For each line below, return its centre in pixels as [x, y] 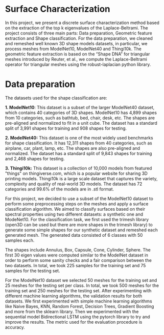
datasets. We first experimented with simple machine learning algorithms [79, 301]
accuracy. [15, 327]
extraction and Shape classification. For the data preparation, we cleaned [79, 38]
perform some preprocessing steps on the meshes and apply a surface [77, 204]
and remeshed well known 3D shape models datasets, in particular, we [76, 43]
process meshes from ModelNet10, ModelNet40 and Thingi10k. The [73, 49]
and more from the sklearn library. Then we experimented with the [72, 311]
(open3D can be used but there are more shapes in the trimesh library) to [79, 224]
